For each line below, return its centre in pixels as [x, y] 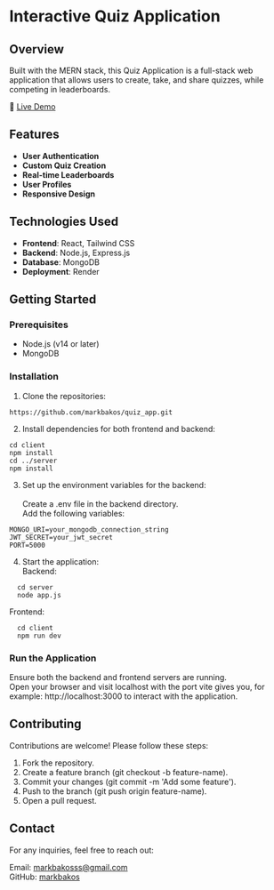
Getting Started [53, 300]
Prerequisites [39, 325]
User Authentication [60, 156]
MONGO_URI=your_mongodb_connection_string [89, 529]
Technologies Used [64, 222]
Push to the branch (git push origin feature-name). [114, 791]
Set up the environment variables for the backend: [114, 485]
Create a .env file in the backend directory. [100, 503]
